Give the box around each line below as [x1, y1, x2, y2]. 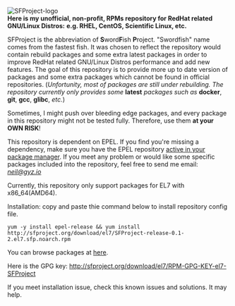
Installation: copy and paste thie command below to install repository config [7, 202, 228, 211]
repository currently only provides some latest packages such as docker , [7, 88, 222, 96]
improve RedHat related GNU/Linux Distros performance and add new [7, 58, 210, 66]
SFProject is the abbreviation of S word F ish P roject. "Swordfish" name [7, 35, 210, 44]
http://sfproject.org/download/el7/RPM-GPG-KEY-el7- [69, 262, 227, 270]
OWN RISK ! [7, 124, 41, 132]
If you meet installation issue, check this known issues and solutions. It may [7, 283, 227, 291]
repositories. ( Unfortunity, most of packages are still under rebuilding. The [7, 80, 224, 88]
